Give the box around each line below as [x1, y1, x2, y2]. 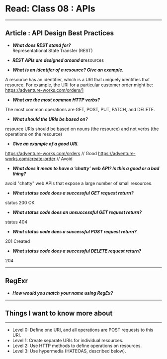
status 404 [5, 219, 28, 225]
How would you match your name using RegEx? [12, 290, 113, 296]
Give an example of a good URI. [12, 141, 79, 147]
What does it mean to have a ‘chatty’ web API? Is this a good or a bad [12, 165, 160, 171]
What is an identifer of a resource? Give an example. [12, 67, 124, 73]
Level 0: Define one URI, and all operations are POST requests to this [12, 327, 154, 333]
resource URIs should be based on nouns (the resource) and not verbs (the [5, 126, 159, 132]
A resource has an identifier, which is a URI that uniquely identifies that [5, 76, 150, 82]
